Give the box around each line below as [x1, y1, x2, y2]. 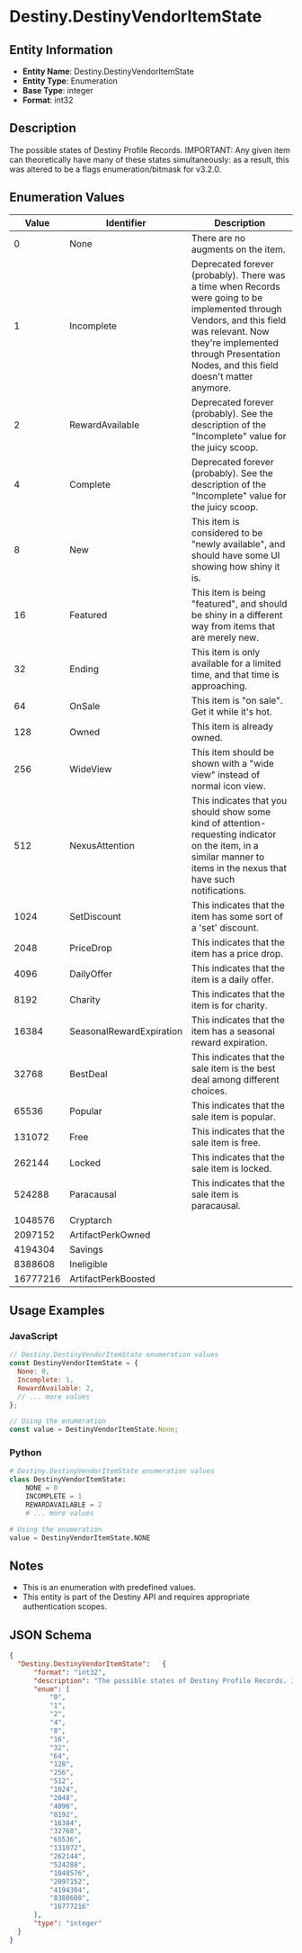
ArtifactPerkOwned [69, 1228, 151, 1241]
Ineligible [69, 1257, 108, 1270]
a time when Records [191, 280, 280, 292]
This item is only [191, 645, 261, 658]
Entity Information [9, 42, 114, 58]
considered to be [191, 526, 263, 539]
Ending [69, 662, 100, 675]
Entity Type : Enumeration [22, 76, 119, 86]
